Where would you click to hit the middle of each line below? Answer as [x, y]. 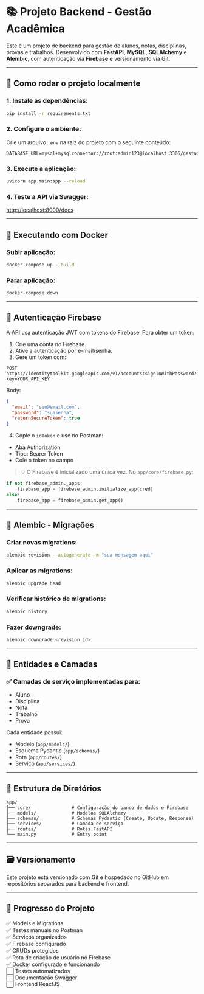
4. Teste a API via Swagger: [48, 196]
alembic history [27, 611]
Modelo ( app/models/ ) [42, 744]
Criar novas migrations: [42, 542]
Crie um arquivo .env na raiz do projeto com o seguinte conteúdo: [89, 142]
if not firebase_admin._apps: [45, 484]
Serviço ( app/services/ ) [45, 763]
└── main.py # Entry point [57, 835]
